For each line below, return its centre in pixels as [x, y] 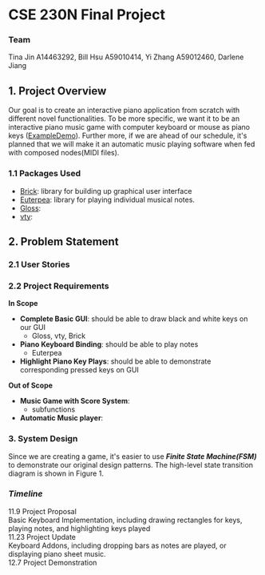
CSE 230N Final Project [87, 15]
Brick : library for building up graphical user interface [106, 191]
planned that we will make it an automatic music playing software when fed [132, 144]
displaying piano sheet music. [57, 553]
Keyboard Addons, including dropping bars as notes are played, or [117, 545]
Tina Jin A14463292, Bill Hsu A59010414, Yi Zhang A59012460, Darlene [126, 57]
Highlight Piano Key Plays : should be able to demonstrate [115, 361]
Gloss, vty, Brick [59, 336]
